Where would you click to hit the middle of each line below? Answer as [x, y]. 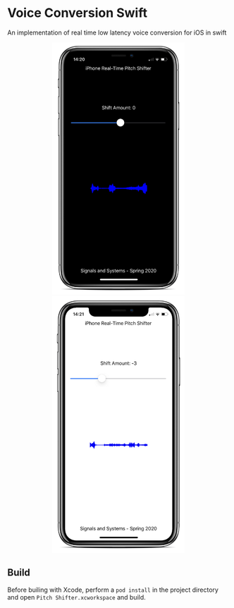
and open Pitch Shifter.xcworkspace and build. [76, 597]
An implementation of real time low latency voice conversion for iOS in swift [117, 32]
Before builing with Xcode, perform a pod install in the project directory [113, 590]
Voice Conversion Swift [78, 13]
